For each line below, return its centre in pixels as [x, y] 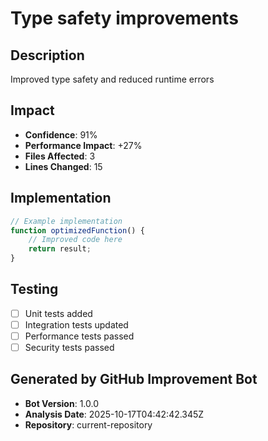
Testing [34, 289]
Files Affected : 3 [60, 156]
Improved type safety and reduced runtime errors [112, 79]
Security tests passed [69, 347]
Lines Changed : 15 [63, 166]
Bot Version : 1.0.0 [62, 403]
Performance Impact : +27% [83, 145]
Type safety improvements [124, 18]
